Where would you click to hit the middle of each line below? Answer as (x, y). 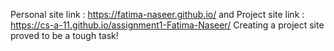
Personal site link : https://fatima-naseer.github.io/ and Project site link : (157, 14)
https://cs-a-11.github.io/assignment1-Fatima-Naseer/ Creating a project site (167, 25)
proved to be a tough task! (64, 35)
